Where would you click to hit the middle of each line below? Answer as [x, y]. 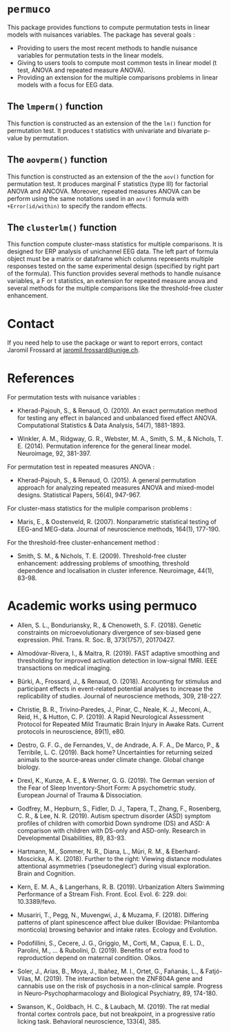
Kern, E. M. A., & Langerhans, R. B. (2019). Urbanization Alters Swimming [121, 887]
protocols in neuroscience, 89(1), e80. [71, 732]
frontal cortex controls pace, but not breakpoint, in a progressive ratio [116, 1014]
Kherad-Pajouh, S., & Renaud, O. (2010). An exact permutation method [117, 410]
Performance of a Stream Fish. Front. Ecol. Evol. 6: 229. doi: [102, 894]
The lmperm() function [55, 107]
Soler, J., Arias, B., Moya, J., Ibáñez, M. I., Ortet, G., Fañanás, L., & [111, 971]
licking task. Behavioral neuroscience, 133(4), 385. [89, 1022]
